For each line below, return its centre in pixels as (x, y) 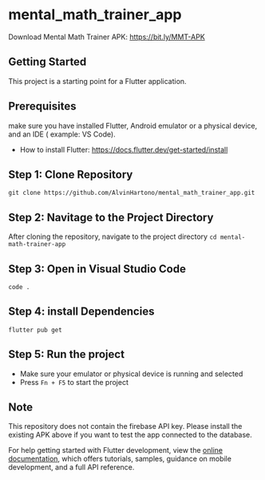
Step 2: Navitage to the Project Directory (111, 217)
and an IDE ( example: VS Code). (62, 134)
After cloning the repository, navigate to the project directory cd (113, 236)
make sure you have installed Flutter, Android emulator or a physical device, (133, 125)
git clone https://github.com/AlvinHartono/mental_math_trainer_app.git (132, 193)
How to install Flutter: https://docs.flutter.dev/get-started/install (124, 149)
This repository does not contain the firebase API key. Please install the (125, 426)
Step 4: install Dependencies (81, 312)
